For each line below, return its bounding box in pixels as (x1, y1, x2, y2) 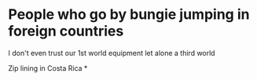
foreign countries (8, 22, 124, 40)
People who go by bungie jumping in (8, 6, 250, 24)
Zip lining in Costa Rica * (8, 63, 88, 72)
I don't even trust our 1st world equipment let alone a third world (8, 48, 215, 57)
